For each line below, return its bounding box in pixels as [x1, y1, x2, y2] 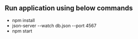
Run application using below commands [5, 4, 133, 12]
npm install [12, 17, 35, 23]
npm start [12, 27, 32, 34]
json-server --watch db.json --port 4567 [12, 22, 97, 28]
